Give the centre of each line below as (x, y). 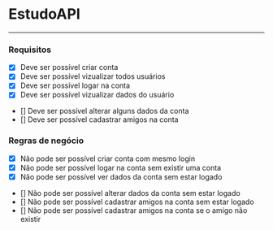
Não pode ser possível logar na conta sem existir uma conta (121, 167)
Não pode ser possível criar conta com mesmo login (108, 158)
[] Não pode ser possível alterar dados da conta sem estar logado (130, 193)
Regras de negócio (46, 141)
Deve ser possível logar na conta (75, 85)
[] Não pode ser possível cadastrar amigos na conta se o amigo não (134, 210)
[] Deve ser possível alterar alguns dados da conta (104, 111)
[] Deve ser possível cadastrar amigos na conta (99, 119)
